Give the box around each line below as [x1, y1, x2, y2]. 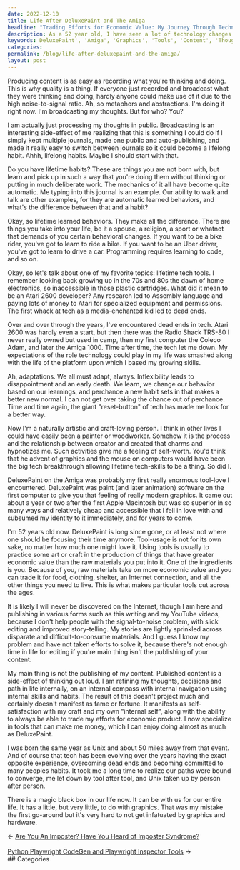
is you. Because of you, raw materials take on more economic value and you [7, 565, 232, 574]
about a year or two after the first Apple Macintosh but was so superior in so [7, 498, 232, 507]
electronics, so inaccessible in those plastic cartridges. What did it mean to [7, 284, 229, 292]
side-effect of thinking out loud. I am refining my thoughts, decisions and [7, 676, 222, 685]
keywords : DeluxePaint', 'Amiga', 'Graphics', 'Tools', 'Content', [7, 37, 213, 44]
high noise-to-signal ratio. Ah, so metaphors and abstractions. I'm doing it [7, 99, 225, 108]
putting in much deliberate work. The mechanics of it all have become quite [7, 180, 230, 189]
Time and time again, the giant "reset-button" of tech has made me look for [7, 402, 229, 411]
